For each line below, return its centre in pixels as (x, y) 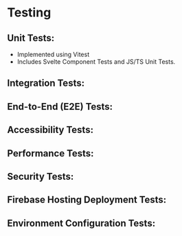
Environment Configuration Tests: (81, 223)
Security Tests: (41, 176)
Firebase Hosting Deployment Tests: (87, 200)
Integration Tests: (46, 83)
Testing (29, 13)
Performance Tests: (50, 153)
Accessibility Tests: (50, 130)
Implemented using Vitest (53, 54)
